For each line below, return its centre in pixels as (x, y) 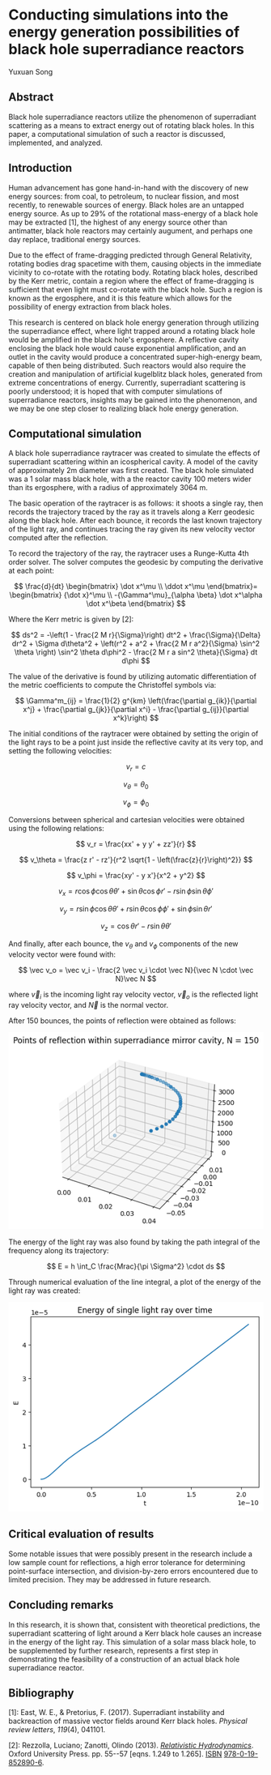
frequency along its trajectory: (59, 1251)
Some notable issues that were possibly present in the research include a (131, 1554)
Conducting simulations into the (119, 15)
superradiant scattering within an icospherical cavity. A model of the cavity (133, 462)
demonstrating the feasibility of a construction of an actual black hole (124, 1659)
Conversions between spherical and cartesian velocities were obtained (127, 819)
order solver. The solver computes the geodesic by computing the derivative (136, 562)
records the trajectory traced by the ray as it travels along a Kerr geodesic (131, 512)
